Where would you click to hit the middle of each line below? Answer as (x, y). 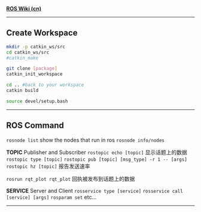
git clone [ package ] (32, 69)
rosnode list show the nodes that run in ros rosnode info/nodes (85, 140)
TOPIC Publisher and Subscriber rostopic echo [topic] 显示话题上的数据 (97, 152)
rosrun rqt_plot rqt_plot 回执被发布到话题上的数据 (71, 179)
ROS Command (35, 126)
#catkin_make (22, 58)
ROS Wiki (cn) (24, 9)
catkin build (22, 91)
